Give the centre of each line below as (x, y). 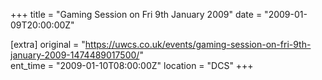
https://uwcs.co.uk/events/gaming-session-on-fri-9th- (198, 44)
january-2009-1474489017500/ (75, 55)
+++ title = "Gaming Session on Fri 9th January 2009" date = (136, 14)
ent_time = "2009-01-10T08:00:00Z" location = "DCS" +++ (132, 65)
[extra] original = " (48, 44)
